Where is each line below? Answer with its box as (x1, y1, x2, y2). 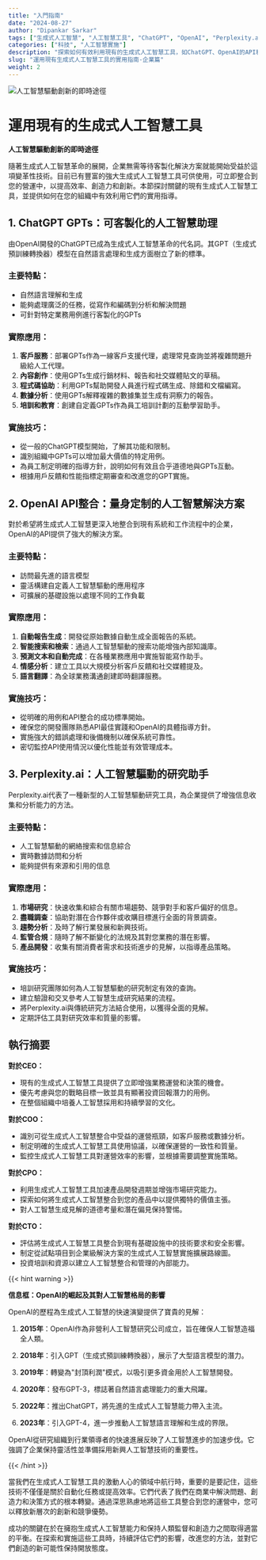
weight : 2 (8, 63, 41, 71)
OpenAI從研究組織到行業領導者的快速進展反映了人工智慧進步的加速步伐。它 (8, 1435, 255, 1444)
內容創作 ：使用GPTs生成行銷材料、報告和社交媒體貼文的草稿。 (19, 371, 225, 380)
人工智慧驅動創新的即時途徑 (8, 144, 99, 154)
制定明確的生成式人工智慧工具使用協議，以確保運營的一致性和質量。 (19, 1141, 242, 1150)
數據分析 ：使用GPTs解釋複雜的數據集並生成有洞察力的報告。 (19, 391, 218, 400)
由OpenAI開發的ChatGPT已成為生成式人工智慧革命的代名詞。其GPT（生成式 (8, 238, 256, 248)
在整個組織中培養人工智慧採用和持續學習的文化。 (19, 1097, 180, 1107)
